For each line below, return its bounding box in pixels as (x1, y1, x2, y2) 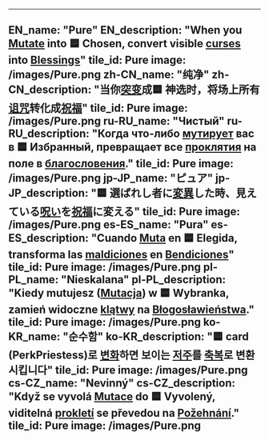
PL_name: (8, 273, 59, 286)
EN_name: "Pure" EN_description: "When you (8, 23, 243, 37)
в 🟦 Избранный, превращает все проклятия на (8, 141, 257, 154)
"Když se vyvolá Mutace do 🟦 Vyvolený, (8, 390, 216, 404)
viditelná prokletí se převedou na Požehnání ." (8, 406, 240, 420)
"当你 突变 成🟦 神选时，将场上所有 (93, 83, 260, 97)
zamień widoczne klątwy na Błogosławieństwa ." (8, 303, 255, 317)
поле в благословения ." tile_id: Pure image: (8, 157, 234, 170)
